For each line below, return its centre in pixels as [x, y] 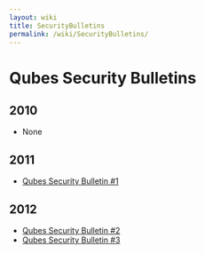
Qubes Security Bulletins [103, 78]
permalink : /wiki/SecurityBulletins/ [79, 34]
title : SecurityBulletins [57, 26]
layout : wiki [33, 17]
